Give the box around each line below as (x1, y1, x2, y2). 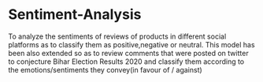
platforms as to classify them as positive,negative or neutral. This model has (8, 39, 255, 49)
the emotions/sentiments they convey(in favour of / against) (8, 65, 202, 74)
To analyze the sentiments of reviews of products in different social (8, 32, 227, 41)
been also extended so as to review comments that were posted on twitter (8, 48, 250, 58)
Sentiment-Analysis (8, 6, 142, 24)
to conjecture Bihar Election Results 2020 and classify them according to (8, 57, 245, 66)
